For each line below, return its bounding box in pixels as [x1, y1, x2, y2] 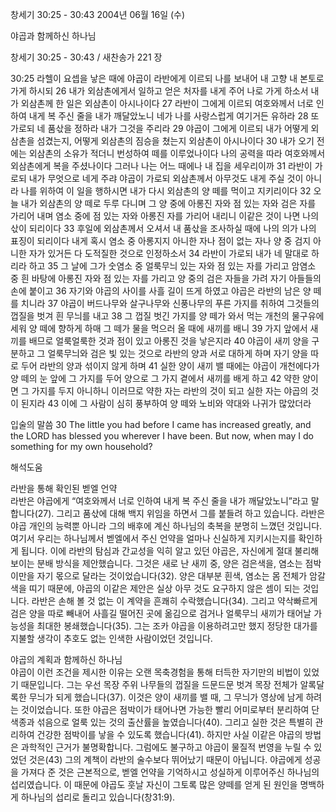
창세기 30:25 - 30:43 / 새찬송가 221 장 [10, 51, 163, 63]
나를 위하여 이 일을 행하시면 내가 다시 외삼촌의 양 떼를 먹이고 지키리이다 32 [20, 185, 312, 197]
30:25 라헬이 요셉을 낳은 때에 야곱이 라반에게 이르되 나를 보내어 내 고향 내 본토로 [10, 73, 325, 84]
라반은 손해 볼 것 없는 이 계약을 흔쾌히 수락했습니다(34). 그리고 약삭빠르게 [31, 595, 318, 607]
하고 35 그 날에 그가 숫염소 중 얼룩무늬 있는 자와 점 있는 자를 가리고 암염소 [28, 260, 317, 272]
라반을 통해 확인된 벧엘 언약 [10, 483, 118, 494]
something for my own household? [10, 441, 153, 452]
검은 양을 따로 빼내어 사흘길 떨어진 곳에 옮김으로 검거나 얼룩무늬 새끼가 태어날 [10, 608, 312, 619]
